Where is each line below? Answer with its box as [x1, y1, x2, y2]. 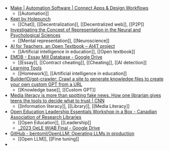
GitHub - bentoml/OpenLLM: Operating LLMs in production [10, 130, 135, 136]
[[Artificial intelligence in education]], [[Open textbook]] [17, 49, 135, 54]
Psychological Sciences [10, 32, 60, 38]
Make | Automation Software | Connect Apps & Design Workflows [10, 5, 149, 11]
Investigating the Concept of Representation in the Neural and [10, 27, 141, 33]
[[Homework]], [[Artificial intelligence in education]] [17, 70, 127, 77]
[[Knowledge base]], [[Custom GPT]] [17, 87, 96, 92]
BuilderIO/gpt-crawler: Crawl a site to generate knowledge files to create [10, 76, 164, 82]
